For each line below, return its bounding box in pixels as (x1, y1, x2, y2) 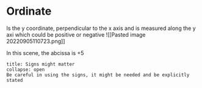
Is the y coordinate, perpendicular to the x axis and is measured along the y (6, 24, 197, 32)
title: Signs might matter (6, 61, 75, 67)
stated (6, 77, 23, 83)
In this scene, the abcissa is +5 (6, 49, 84, 56)
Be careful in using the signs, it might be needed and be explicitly (6, 71, 190, 78)
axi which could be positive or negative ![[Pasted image (6, 31, 146, 38)
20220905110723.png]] (6, 37, 65, 45)
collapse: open (6, 66, 45, 73)
